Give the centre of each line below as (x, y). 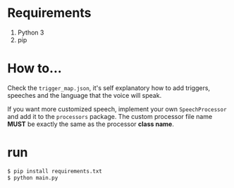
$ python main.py (33, 177)
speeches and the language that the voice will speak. (85, 95)
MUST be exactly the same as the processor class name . (91, 124)
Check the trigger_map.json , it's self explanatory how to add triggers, (109, 88)
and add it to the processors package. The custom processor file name (110, 116)
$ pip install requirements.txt (55, 171)
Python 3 (31, 32)
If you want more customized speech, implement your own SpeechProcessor (117, 109)
